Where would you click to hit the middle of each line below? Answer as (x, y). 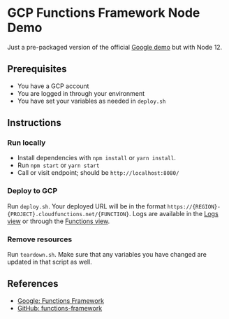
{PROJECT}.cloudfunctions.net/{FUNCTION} (68, 214)
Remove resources (40, 239)
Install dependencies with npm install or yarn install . (96, 158)
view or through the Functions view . (59, 221)
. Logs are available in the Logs (173, 213)
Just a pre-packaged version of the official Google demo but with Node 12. (115, 47)
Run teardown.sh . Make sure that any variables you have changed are (107, 255)
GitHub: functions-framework (60, 308)
